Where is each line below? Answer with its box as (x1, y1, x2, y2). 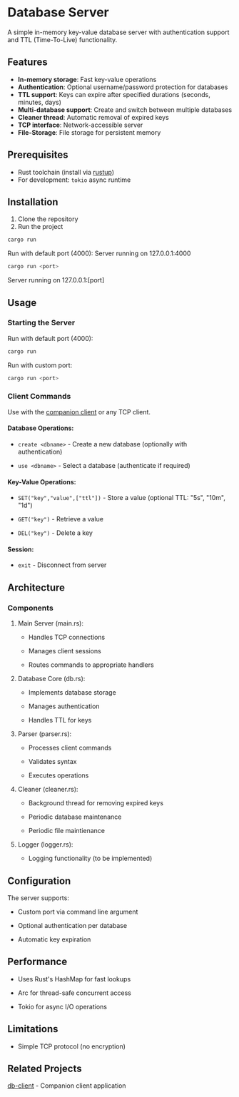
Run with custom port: (7, 361, 73, 369)
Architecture (7, 581, 66, 593)
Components (7, 603, 54, 613)
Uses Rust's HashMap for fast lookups (17, 974, 131, 983)
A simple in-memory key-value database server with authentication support (7, 28, 230, 36)
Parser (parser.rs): (17, 730, 72, 738)
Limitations (7, 1023, 59, 1035)
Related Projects (7, 1062, 82, 1074)
